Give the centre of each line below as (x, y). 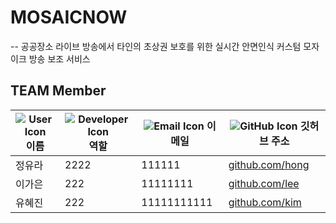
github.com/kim (265, 202)
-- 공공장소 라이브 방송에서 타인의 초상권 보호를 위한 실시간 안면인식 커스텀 (156, 46)
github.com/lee (264, 183)
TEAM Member (58, 91)
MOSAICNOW (69, 17)
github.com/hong (269, 164)
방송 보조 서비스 (59, 58)
